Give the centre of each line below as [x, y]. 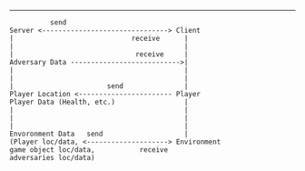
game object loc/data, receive [89, 150]
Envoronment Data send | [99, 134]
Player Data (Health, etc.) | [99, 102]
